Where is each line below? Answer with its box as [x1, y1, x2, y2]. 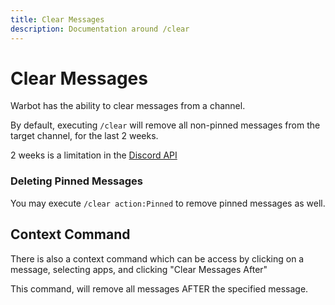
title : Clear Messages [10, 14, 105, 25]
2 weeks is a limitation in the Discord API [10, 149, 178, 161]
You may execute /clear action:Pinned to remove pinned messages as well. [10, 197, 326, 209]
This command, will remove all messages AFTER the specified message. [10, 282, 309, 295]
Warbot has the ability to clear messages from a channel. [10, 100, 246, 112]
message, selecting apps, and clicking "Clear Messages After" [10, 263, 268, 275]
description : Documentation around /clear [10, 24, 190, 34]
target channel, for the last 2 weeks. [10, 130, 159, 142]
